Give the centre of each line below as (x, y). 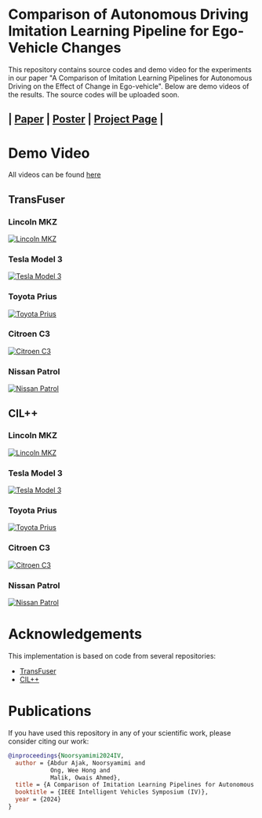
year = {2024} (38, 800)
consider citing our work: (49, 741)
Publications (50, 711)
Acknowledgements (75, 634)
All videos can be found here (55, 175)
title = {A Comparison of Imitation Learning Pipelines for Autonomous (135, 785)
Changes (91, 48)
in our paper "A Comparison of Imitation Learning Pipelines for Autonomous (130, 78)
